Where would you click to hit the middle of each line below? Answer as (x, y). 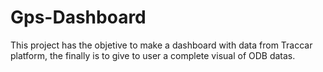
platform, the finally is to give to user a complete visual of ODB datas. (153, 55)
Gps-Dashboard (78, 17)
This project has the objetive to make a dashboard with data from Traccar (161, 45)
